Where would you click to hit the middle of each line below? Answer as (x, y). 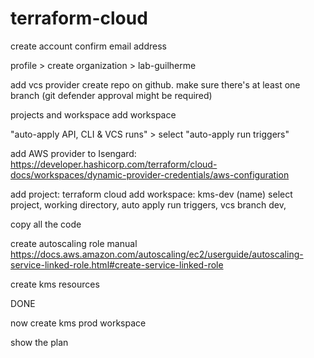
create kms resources (55, 284)
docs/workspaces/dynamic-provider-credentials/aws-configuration (150, 174)
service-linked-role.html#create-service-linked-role (117, 264)
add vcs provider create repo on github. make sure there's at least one (155, 84)
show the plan (39, 342)
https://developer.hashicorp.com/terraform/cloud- (114, 164)
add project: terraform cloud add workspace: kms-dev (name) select (151, 194)
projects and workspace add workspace (93, 114)
